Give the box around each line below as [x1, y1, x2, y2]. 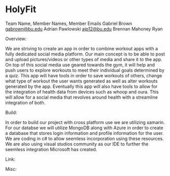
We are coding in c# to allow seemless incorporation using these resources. [5, 135, 164, 141]
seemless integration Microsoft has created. [5, 146, 97, 152]
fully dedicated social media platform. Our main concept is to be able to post [5, 51, 165, 57]
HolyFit [5, 4, 37, 15]
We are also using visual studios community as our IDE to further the [5, 141, 149, 147]
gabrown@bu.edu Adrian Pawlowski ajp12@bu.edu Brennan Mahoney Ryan [5, 25, 163, 32]
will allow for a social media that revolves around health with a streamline [5, 94, 158, 100]
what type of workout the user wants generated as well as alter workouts [5, 78, 158, 84]
